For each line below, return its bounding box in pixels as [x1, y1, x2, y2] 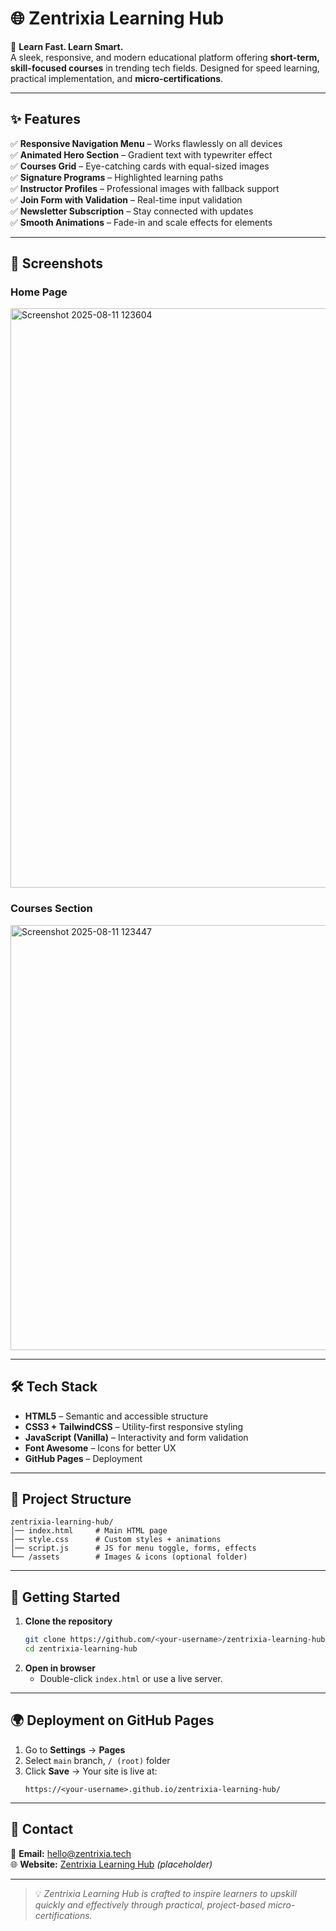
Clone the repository [24, 1615, 113, 1627]
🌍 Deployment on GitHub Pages [10, 1712, 215, 1729]
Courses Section [10, 902, 93, 916]
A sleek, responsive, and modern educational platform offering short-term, [10, 51, 320, 63]
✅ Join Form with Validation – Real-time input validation [10, 193, 243, 206]
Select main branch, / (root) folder [24, 1754, 171, 1766]
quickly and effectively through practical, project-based [34, 1898, 266, 1911]
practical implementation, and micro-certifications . [10, 72, 224, 84]
